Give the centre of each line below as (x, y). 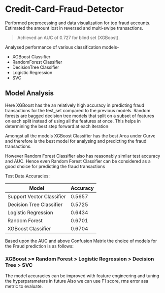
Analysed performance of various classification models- (62, 47)
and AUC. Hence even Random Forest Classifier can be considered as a (78, 161)
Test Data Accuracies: (28, 176)
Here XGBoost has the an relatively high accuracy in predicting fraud (75, 105)
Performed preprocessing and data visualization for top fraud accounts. (78, 23)
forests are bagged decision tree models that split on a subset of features (80, 116)
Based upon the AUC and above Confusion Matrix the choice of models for (81, 241)
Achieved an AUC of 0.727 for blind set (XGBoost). (68, 38)
